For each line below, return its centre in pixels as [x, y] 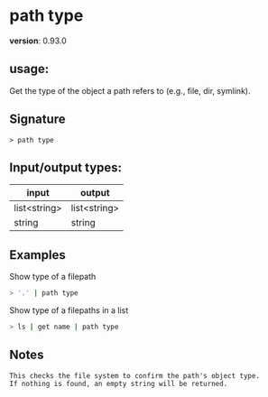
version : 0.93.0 [38, 41]
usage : [29, 69]
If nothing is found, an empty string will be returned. [119, 383]
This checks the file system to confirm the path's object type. [134, 375]
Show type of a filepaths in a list [69, 310]
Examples [37, 255]
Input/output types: [66, 167]
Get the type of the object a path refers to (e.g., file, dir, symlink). [130, 90]
